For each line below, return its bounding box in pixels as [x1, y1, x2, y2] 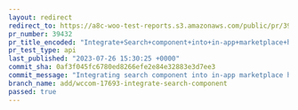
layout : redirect [8, 12, 73, 22]
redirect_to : [8, 21, 57, 30]
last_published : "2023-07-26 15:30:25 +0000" [8, 54, 180, 63]
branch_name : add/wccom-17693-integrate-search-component [8, 79, 228, 88]
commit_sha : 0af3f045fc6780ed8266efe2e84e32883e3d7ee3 [8, 63, 216, 72]
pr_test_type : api [8, 46, 77, 55]
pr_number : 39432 [8, 29, 73, 38]
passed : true [8, 87, 57, 96]
